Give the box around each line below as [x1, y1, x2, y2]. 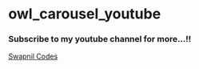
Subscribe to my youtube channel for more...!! [8, 34, 192, 45]
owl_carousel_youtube [8, 5, 161, 23]
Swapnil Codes [8, 51, 58, 61]
